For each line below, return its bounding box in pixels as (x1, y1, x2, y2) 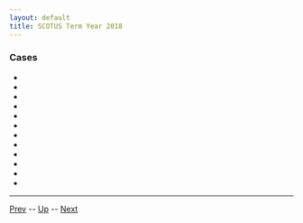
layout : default (9, 13, 70, 23)
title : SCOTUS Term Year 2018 (9, 22, 124, 31)
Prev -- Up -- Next (9, 203, 78, 214)
